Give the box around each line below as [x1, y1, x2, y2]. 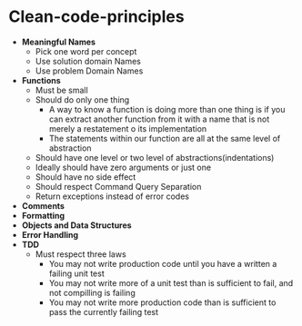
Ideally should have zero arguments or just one [35, 162, 211, 173]
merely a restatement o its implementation [48, 123, 207, 133]
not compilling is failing [48, 287, 136, 298]
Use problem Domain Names [35, 65, 144, 76]
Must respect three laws [35, 248, 126, 260]
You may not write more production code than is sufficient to [48, 297, 277, 308]
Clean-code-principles [8, 6, 185, 27]
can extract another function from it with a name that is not [48, 114, 270, 124]
